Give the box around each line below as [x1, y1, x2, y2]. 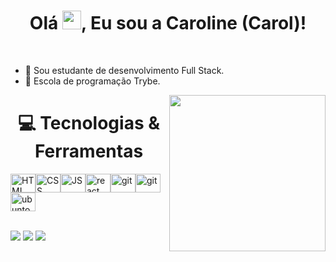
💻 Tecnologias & [17, 112, 161, 135]
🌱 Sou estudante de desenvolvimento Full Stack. [24, 64, 225, 76]
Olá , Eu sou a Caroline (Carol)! [29, 12, 307, 35]
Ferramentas [34, 140, 144, 163]
